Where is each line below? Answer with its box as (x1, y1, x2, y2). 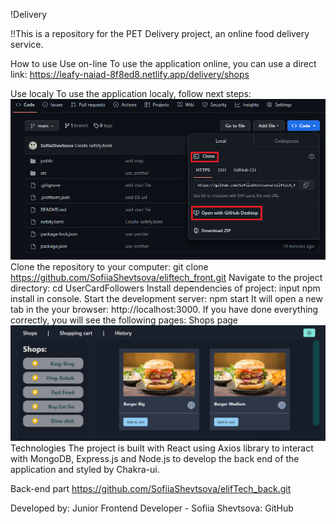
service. (10, 39, 44, 50)
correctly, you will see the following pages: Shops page (10, 314, 239, 326)
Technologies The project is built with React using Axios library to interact (10, 442, 314, 454)
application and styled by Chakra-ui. (10, 464, 160, 476)
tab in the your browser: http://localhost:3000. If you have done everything (10, 303, 319, 315)
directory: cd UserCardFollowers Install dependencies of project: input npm (10, 282, 321, 294)
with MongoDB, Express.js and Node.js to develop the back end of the (10, 453, 300, 465)
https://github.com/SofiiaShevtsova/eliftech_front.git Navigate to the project (10, 271, 323, 283)
